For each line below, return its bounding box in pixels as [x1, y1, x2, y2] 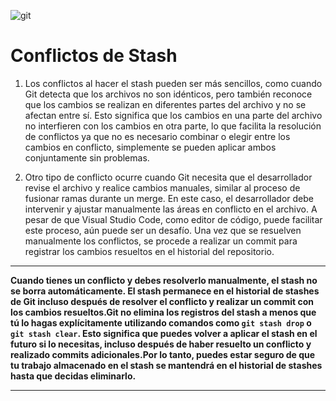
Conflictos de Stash [10, 45, 178, 67]
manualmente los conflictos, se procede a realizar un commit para [24, 235, 298, 247]
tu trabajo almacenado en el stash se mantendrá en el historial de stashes [10, 359, 323, 371]
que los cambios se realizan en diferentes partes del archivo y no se [24, 98, 307, 110]
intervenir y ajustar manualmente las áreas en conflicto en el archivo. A [24, 203, 318, 215]
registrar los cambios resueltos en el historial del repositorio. [24, 245, 275, 257]
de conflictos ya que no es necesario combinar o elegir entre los [24, 130, 291, 142]
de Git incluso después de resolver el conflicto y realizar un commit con [10, 295, 314, 307]
